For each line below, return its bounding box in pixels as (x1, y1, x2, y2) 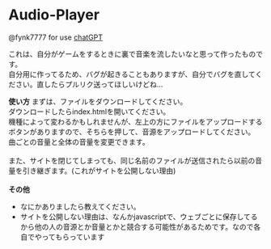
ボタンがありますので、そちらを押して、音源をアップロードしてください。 (8, 127, 256, 137)
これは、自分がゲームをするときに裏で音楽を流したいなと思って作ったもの (8, 49, 256, 58)
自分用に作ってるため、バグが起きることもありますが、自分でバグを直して (8, 69, 256, 78)
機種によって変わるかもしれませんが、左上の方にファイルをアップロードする (8, 116, 263, 126)
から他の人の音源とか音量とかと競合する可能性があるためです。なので (19, 222, 254, 231)
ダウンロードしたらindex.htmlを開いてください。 (8, 107, 171, 116)
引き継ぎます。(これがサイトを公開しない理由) (22, 166, 176, 175)
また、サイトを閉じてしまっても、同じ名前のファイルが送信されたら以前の (8, 155, 256, 165)
